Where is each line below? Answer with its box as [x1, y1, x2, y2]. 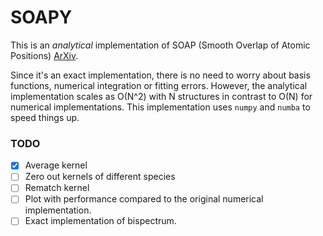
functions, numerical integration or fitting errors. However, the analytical [10, 79, 308, 91]
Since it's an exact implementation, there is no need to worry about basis [10, 69, 311, 81]
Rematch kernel [24, 182, 90, 194]
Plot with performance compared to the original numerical [24, 193, 264, 205]
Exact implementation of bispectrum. [24, 215, 177, 227]
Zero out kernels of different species [24, 171, 176, 183]
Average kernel [24, 159, 88, 171]
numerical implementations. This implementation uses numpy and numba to [10, 101, 311, 113]
